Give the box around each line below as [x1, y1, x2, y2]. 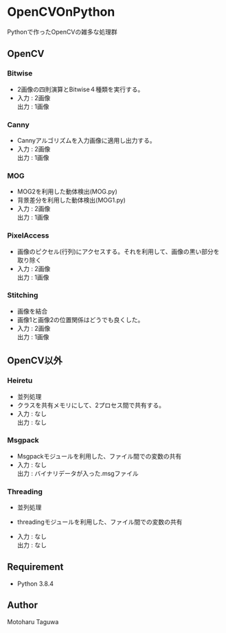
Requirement [7, 561, 64, 573]
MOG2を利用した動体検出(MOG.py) [16, 187, 118, 196]
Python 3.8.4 [16, 579, 54, 588]
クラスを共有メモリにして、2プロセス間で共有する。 [16, 401, 165, 409]
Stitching [7, 290, 38, 300]
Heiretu [7, 376, 33, 385]
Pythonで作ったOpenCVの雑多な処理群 [7, 27, 118, 36]
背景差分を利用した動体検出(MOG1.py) [16, 196, 126, 205]
